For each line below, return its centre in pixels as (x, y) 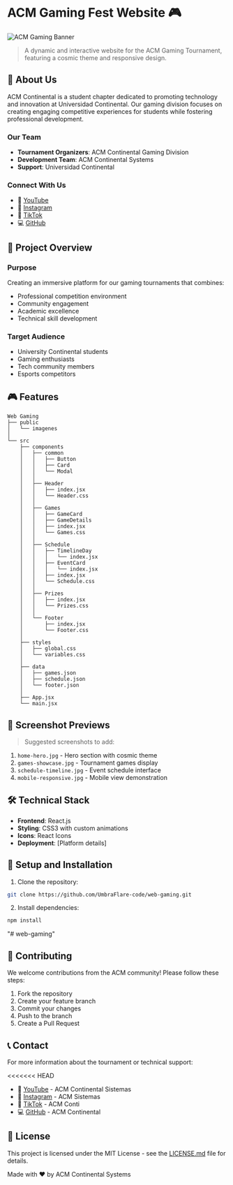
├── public (23, 422)
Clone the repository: (48, 882)
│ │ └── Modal (46, 471)
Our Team (24, 137)
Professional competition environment (72, 296)
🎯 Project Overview (50, 248)
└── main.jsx (39, 704)
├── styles (36, 642)
